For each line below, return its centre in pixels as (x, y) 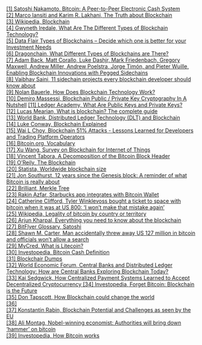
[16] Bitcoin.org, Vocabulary (41, 143)
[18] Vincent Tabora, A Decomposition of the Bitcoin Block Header (88, 156)
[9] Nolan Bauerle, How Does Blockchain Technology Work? (81, 92)
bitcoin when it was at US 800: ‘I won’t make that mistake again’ (85, 207)
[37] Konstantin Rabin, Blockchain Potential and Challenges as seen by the (99, 310)
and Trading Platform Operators (46, 137)
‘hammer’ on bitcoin (31, 329)
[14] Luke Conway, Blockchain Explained (57, 124)
